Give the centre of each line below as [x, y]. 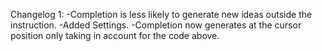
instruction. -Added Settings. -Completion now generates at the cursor [156, 25]
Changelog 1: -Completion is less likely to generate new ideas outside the [161, 14]
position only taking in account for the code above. [115, 35]
